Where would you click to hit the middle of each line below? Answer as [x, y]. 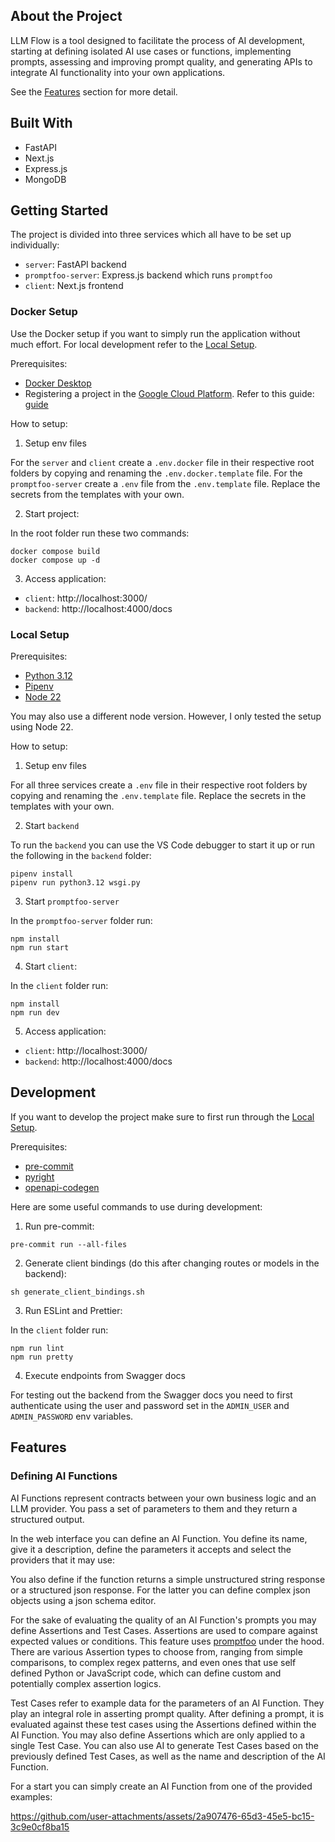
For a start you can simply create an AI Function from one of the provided [161, 1786]
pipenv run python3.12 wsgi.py [75, 883]
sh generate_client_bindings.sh [77, 1292]
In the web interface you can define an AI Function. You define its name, [159, 1538]
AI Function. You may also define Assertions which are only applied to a [158, 1735]
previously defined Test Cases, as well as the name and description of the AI [168, 1756]
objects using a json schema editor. [83, 1600]
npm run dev [35, 1013]
